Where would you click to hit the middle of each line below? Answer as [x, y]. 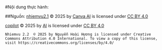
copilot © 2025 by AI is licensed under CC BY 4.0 [55, 25]
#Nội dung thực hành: [27, 7]
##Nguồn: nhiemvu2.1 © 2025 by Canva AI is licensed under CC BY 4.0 [77, 16]
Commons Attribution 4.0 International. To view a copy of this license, [81, 38]
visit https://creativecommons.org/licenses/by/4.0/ [60, 43]
